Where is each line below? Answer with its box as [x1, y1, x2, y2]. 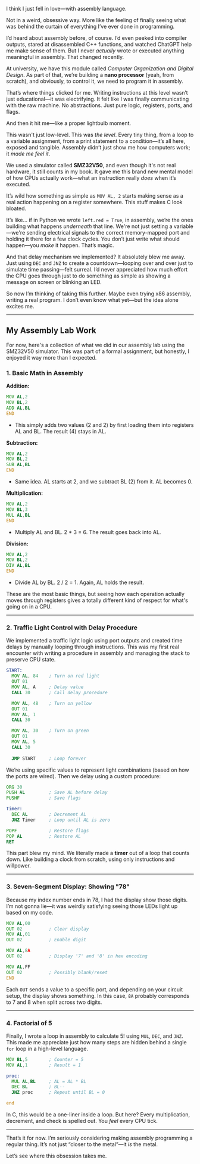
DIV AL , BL [6, 563, 31, 569]
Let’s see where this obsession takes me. [6, 1152, 107, 1159]
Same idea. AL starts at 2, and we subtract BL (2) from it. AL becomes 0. [14, 478, 193, 485]
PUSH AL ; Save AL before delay [6, 789, 108, 795]
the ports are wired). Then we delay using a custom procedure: [6, 772, 161, 779]
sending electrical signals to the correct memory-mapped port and [26, 229, 190, 236]
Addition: [6, 382, 30, 389]
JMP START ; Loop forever [11, 756, 86, 762]
